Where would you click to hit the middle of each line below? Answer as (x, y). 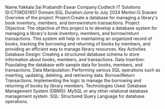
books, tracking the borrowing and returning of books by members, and (78, 44)
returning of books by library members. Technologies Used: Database (76, 86)
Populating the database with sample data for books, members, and (74, 65)
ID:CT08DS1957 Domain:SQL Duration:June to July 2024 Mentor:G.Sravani (81, 12)
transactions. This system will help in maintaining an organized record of (79, 38)
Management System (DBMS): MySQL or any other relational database (77, 91)
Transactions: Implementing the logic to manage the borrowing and (73, 80)
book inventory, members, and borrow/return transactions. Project (72, 23)
